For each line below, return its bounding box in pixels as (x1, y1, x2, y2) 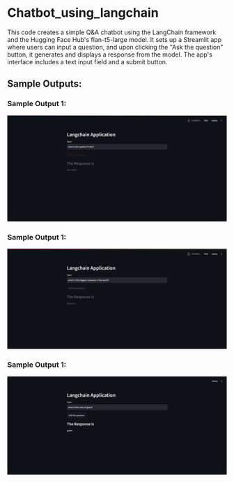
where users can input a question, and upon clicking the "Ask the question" (7, 43, 224, 51)
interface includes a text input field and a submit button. (7, 57, 168, 66)
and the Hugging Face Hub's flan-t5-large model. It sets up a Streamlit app (7, 35, 222, 43)
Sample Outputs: (7, 78, 82, 90)
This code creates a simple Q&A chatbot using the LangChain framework (7, 28, 217, 36)
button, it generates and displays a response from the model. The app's (7, 50, 212, 59)
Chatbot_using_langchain (7, 5, 159, 21)
